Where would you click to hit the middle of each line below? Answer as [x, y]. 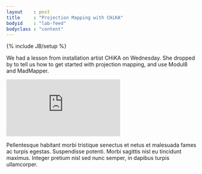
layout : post [28, 12]
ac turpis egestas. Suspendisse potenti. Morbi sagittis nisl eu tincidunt [94, 151]
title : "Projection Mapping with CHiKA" [65, 18]
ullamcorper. [22, 164]
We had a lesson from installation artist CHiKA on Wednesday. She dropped [101, 58]
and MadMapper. [28, 71]
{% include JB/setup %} [36, 46]
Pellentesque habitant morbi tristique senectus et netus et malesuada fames [101, 145]
